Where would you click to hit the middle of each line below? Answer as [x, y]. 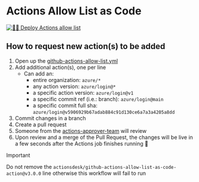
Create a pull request [41, 125]
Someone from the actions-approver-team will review [81, 131]
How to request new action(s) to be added [86, 46]
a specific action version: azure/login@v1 [83, 92]
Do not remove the [29, 166]
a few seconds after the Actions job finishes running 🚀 [81, 143]
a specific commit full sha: [65, 105]
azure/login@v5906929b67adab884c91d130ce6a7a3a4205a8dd [104, 112]
